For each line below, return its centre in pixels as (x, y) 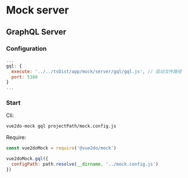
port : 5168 (25, 77)
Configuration (26, 49)
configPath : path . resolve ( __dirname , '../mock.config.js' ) (85, 165)
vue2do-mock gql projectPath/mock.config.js (61, 126)
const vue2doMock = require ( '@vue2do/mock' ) (61, 148)
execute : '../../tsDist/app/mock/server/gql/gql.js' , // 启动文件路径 (97, 71)
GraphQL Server (36, 32)
